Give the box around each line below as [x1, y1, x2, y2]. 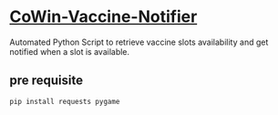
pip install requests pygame [9, 97, 120, 106]
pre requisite [9, 73, 84, 89]
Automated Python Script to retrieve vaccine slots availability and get [9, 37, 269, 47]
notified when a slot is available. [9, 46, 130, 57]
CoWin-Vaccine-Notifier [9, 6, 198, 27]
